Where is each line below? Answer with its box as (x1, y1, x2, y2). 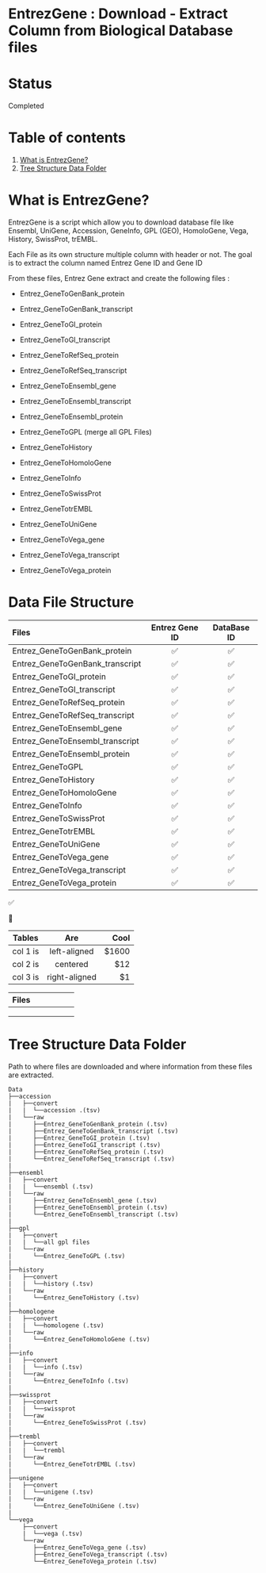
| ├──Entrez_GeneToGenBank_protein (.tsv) (8, 1120, 169, 1128)
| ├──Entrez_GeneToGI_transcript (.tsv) (8, 1141, 161, 1149)
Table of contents (8, 129, 127, 147)
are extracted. (8, 1070, 54, 1080)
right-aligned (46, 971, 97, 982)
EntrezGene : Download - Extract (8, 5, 228, 23)
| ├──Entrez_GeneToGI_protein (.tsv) (8, 1134, 150, 1142)
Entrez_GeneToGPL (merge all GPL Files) (19, 428, 152, 436)
